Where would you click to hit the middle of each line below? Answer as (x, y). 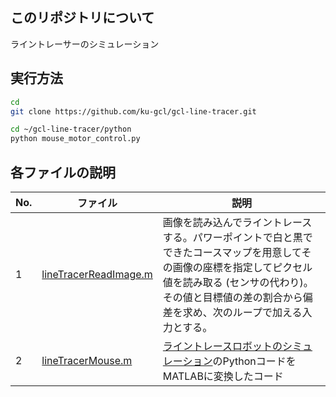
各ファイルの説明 (63, 172)
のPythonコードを (254, 361)
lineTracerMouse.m (87, 360)
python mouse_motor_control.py (75, 139)
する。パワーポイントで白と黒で (237, 237)
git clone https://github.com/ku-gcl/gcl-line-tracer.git (133, 111)
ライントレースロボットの (222, 346)
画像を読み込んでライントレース (237, 222)
